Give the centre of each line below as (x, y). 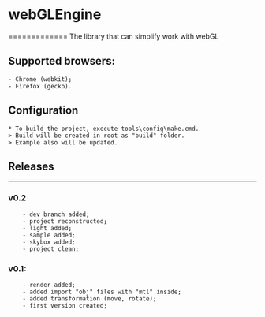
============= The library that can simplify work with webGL (114, 36)
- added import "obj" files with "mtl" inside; (102, 292)
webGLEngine (55, 15)
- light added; (47, 228)
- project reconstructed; (65, 221)
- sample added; (49, 235)
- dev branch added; (56, 214)
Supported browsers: (62, 61)
